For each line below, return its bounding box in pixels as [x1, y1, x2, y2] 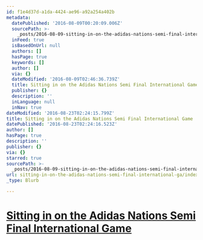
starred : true [6, 155, 42, 161]
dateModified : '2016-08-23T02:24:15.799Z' [6, 110, 115, 116]
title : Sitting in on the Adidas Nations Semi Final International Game [6, 115, 193, 122]
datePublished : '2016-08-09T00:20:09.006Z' [11, 20, 123, 26]
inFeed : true [11, 37, 45, 43]
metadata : [6, 15, 31, 21]
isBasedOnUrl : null [11, 43, 61, 49]
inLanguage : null [11, 99, 56, 105]
